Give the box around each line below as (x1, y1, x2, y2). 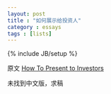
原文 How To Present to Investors (7, 64, 104, 73)
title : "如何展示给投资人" (7, 17, 81, 24)
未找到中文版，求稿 (7, 79, 64, 88)
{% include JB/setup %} (7, 49, 78, 58)
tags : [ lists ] (7, 30, 52, 37)
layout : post (7, 10, 46, 18)
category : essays (7, 23, 62, 30)
